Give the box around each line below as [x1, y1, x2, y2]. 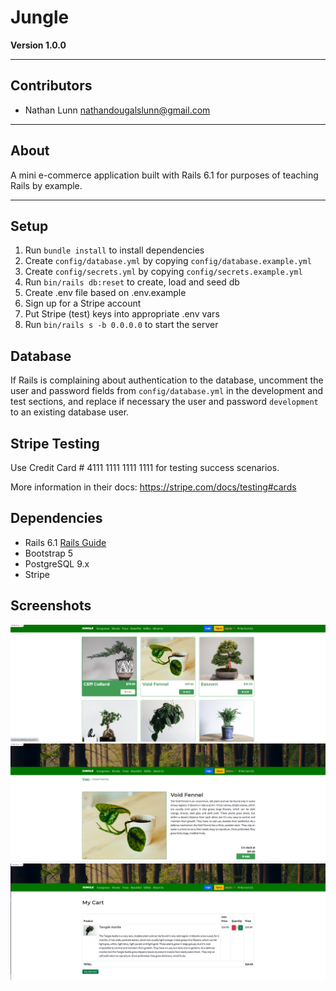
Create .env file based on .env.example [24, 287, 187, 299]
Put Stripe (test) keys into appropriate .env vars [24, 308, 220, 320]
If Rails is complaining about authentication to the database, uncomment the [10, 374, 324, 386]
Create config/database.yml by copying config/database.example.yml [24, 255, 312, 267]
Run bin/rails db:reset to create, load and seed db [24, 276, 240, 288]
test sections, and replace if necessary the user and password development [10, 396, 319, 408]
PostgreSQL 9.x [24, 557, 90, 570]
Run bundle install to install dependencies [24, 244, 205, 256]
